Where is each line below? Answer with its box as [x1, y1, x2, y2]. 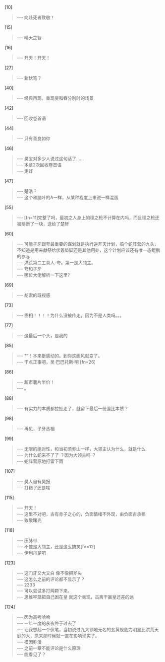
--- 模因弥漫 [16, 639, 42, 645]
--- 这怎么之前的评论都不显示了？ [16, 576, 85, 582]
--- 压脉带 [16, 537, 38, 543]
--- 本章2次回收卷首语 [16, 162, 62, 168]
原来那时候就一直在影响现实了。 [34, 633, 100, 639]
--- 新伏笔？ [16, 75, 42, 81]
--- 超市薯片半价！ [16, 379, 55, 385]
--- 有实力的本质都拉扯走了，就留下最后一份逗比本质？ [16, 406, 129, 411]
